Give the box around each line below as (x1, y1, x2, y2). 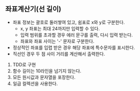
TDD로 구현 (12, 61, 36, 67)
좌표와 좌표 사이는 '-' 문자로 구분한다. (20, 38, 95, 44)
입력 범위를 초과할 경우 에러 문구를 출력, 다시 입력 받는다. (20, 32, 133, 38)
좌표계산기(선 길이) (5, 5, 62, 14)
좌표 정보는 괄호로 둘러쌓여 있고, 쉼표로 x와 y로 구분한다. (12, 19, 125, 25)
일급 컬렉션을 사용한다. (12, 80, 58, 86)
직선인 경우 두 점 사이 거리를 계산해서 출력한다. (12, 51, 105, 57)
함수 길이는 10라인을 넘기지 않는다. (12, 68, 81, 74)
